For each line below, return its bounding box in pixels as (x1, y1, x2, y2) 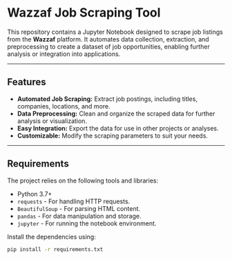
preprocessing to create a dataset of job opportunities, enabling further (7, 42, 211, 50)
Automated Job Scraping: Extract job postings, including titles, (17, 95, 198, 103)
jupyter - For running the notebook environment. (17, 219, 157, 228)
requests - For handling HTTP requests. (17, 197, 130, 205)
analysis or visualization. (17, 116, 88, 125)
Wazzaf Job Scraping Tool (7, 5, 161, 21)
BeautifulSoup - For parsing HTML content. (17, 204, 141, 212)
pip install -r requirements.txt (7, 245, 104, 253)
